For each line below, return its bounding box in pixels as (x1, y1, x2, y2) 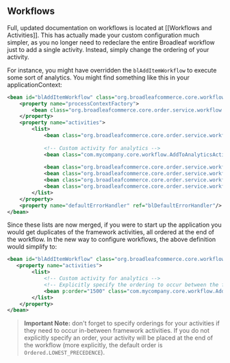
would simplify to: (7, 242, 57, 251)
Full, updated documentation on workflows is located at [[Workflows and (7, 23, 212, 32)
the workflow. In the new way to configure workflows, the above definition (7, 236, 216, 244)
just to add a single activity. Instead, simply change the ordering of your (7, 45, 209, 53)
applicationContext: (7, 80, 63, 88)
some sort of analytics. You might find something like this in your (7, 73, 190, 82)
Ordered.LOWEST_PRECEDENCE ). (23, 349, 105, 357)
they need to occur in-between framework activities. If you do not (23, 327, 210, 335)
